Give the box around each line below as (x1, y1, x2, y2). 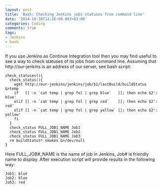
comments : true (5, 26, 37, 31)
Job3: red (5, 180, 26, 185)
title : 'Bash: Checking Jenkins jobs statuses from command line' (5, 12, 145, 17)
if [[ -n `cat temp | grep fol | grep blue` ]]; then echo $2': (14, 90, 158, 95)
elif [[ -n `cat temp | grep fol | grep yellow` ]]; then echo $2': (14, 107, 158, 113)
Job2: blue (5, 175, 28, 181)
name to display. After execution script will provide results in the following (5, 156, 155, 162)
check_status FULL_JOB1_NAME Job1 (9, 125, 81, 130)
